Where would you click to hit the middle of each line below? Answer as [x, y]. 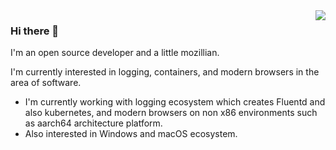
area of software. [46, 83]
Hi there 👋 [35, 31]
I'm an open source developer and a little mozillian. [115, 53]
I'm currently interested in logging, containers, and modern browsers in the [165, 72]
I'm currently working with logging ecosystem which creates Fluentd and [175, 102]
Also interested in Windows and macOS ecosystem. [131, 134]
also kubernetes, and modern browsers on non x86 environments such [171, 113]
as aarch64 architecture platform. [93, 123]
